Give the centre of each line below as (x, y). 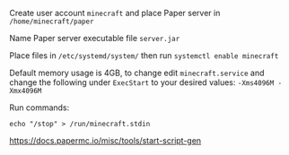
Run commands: (39, 108)
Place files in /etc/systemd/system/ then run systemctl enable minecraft (144, 56)
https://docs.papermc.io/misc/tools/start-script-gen (105, 141)
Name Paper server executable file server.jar (95, 38)
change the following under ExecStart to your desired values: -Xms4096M (142, 82)
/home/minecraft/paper (52, 22)
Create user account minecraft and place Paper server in (115, 13)
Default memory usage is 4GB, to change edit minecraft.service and (137, 73)
